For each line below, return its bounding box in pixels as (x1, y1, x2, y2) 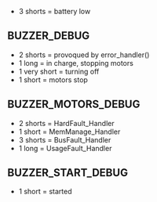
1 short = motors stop (18, 74, 88, 85)
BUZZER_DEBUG (7, 29, 90, 42)
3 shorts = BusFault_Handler (18, 135, 111, 144)
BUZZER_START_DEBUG (7, 166, 129, 179)
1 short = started (18, 187, 72, 197)
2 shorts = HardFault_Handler (18, 118, 115, 128)
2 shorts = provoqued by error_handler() (18, 50, 150, 60)
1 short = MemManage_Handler (18, 127, 121, 136)
